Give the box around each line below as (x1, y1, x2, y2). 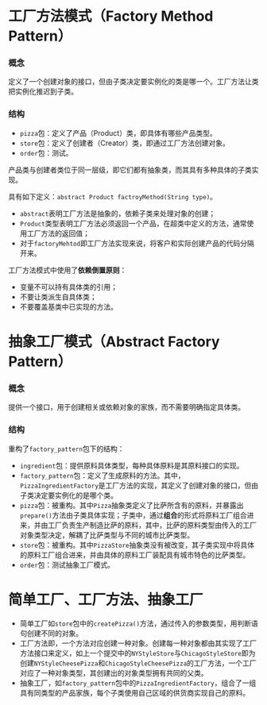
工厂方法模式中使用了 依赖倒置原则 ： (8, 265, 127, 275)
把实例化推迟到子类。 (8, 87, 78, 96)
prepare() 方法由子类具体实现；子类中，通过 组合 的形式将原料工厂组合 (19, 510, 248, 520)
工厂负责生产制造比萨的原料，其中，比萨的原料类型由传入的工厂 (47, 520, 257, 530)
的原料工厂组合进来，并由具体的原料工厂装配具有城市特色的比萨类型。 (19, 549, 250, 560)
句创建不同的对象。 (19, 628, 83, 638)
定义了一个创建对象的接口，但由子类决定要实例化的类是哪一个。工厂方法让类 (8, 77, 259, 87)
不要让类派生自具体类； (19, 291, 97, 302)
